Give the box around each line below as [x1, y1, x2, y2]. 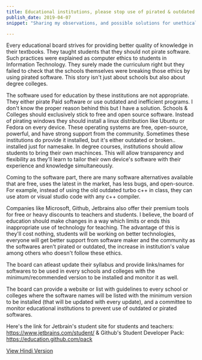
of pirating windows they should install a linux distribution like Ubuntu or [6, 117, 185, 125]
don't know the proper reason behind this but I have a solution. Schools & [6, 105, 188, 112]
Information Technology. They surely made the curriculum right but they [6, 61, 185, 68]
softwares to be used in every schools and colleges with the [6, 267, 155, 275]
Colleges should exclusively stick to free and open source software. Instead [6, 111, 194, 118]
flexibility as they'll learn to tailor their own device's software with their [6, 156, 182, 163]
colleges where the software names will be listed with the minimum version [6, 292, 192, 299]
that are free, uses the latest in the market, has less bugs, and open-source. [6, 180, 194, 187]
